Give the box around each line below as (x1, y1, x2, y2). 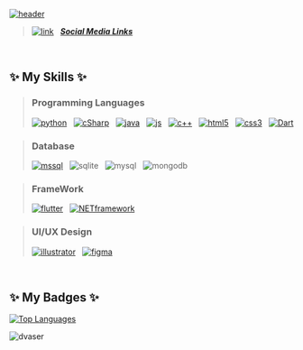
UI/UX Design (31, 226, 93, 238)
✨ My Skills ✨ (9, 69, 87, 85)
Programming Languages (31, 97, 145, 109)
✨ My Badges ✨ (9, 290, 99, 305)
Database (31, 140, 75, 152)
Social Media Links (60, 26, 133, 36)
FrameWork (31, 182, 84, 195)
